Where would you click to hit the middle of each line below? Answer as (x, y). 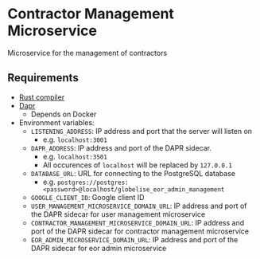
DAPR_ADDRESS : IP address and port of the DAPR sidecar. (121, 147)
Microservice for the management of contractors (87, 53)
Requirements (43, 78)
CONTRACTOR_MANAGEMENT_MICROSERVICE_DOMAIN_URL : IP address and (137, 222)
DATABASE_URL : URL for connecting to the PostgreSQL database (133, 173)
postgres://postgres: (93, 182)
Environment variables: (56, 122)
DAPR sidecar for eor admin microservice (99, 248)
